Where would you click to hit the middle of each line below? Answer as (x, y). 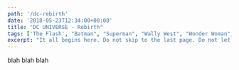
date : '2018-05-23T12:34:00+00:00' (60, 21)
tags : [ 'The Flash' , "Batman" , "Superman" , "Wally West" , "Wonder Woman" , (121, 34)
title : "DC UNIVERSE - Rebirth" (55, 27)
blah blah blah (28, 60)
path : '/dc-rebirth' (38, 14)
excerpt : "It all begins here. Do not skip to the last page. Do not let (119, 40)
